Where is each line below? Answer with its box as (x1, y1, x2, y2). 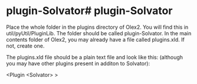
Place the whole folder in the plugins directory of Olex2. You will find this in (6, 23, 189, 31)
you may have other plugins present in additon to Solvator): (6, 60, 150, 67)
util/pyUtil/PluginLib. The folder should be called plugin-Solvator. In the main (6, 29, 192, 36)
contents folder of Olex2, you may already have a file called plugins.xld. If (6, 36, 185, 43)
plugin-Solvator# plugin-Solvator (6, 4, 173, 18)
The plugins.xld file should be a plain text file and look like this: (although (6, 53, 183, 61)
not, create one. (6, 42, 45, 49)
